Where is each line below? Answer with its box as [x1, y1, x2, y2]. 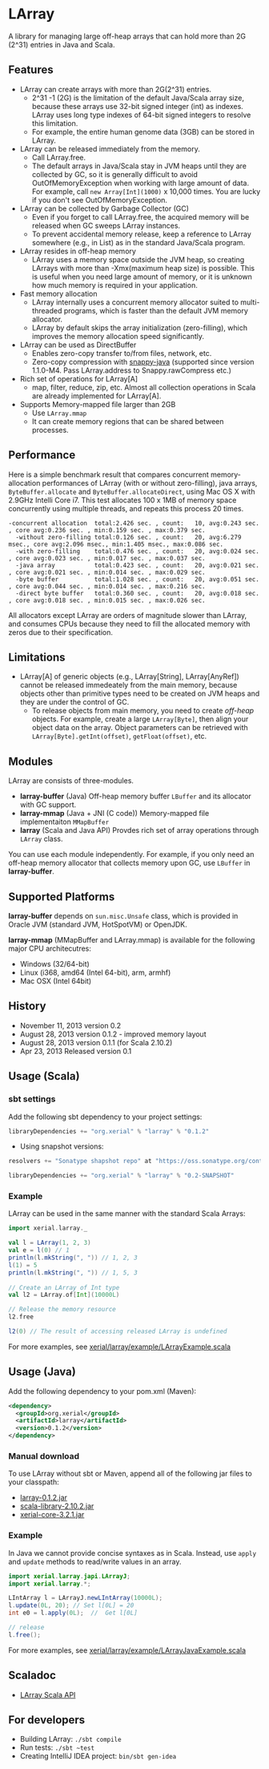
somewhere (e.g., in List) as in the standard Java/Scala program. [31, 237, 246, 247]
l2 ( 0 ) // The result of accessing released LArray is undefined [8, 1327, 227, 1335]
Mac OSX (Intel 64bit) [19, 976, 92, 986]
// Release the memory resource [8, 1306, 116, 1314]
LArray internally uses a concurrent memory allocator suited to [31, 297, 239, 307]
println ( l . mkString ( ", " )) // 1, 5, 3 [8, 1268, 138, 1277]
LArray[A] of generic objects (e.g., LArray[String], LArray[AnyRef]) [19, 672, 240, 681]
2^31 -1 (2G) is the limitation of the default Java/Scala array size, [31, 93, 244, 103]
